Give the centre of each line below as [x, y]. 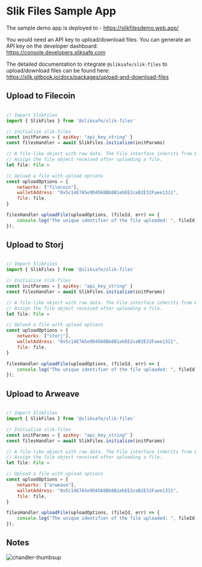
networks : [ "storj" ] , [44, 336]
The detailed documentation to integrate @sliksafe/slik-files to [87, 64]
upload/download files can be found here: [58, 70]
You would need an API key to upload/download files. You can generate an [99, 39]
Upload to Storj [35, 245]
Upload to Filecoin [41, 96]
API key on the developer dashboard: [52, 46]
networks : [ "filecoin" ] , [48, 187]
